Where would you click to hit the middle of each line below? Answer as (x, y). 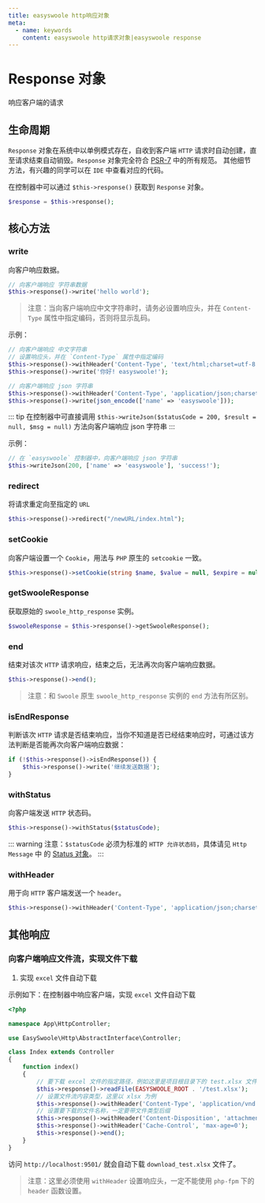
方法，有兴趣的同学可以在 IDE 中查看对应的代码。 (88, 170)
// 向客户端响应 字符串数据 (48, 285)
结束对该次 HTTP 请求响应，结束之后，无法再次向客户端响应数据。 (114, 664)
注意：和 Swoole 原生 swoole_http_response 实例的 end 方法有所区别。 (140, 696)
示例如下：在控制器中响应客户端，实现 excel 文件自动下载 (102, 994)
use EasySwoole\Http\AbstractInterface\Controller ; (95, 1038)
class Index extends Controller (61, 1052)
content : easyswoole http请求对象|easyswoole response (112, 38)
